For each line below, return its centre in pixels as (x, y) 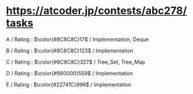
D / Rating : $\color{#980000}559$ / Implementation (70, 73)
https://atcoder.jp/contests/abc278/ (96, 11)
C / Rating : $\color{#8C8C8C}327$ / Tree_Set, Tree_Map (75, 62)
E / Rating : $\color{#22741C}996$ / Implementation (69, 84)
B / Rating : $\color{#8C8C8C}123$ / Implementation (70, 50)
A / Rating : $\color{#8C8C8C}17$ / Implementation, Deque (77, 39)
